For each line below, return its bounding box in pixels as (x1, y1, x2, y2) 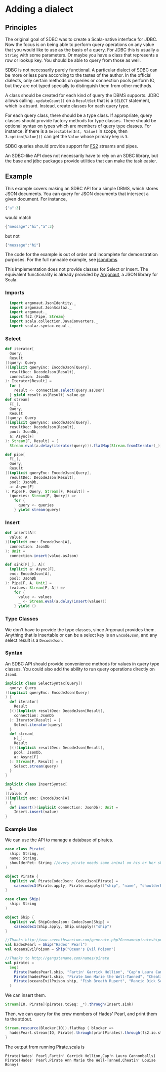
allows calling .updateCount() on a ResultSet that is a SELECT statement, (5, 98, 151, 103)
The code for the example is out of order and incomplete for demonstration (5, 252, 158, 257)
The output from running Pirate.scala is (5, 1044, 85, 1050)
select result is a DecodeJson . (5, 637, 63, 643)
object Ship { (5, 915, 35, 919)
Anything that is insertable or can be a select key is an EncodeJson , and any (5, 632, 157, 638)
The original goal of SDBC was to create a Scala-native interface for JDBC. (5, 36, 158, 42)
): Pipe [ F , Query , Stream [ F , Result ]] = (5, 489, 90, 494)
